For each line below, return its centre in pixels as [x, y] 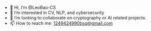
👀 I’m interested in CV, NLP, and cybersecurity [57, 13]
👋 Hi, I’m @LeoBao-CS [33, 8]
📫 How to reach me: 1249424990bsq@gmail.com [61, 23]
